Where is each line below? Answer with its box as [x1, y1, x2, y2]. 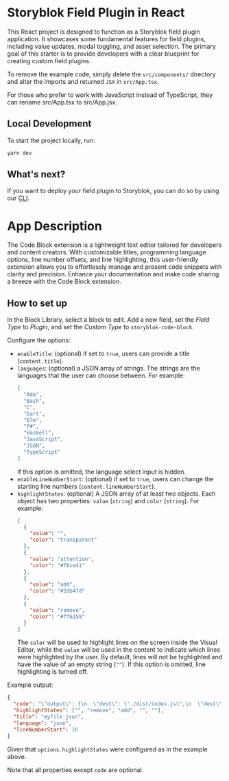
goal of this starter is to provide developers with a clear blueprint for [7, 49, 200, 58]
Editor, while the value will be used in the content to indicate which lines [16, 646, 221, 654]
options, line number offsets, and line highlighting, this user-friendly [7, 256, 199, 264]
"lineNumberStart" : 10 [13, 726, 78, 733]
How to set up [7, 297, 67, 309]
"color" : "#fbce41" [29, 562, 86, 569]
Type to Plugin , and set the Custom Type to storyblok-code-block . [7, 323, 194, 331]
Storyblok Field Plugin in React [7, 5, 185, 21]
